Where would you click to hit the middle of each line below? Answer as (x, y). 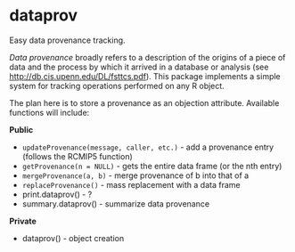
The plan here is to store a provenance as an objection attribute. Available (144, 102)
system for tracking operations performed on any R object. (117, 85)
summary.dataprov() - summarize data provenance (116, 203)
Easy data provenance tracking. (68, 40)
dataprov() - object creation (73, 238)
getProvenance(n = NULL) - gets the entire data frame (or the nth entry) (152, 166)
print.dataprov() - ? (57, 194)
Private (23, 221)
